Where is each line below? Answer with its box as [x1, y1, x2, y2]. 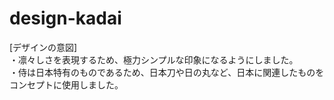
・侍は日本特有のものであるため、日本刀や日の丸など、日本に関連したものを [9, 66, 325, 78]
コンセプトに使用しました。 [9, 78, 124, 91]
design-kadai [9, 7, 122, 30]
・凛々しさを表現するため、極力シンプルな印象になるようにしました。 [9, 53, 299, 66]
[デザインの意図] [9, 41, 78, 53]
